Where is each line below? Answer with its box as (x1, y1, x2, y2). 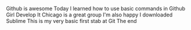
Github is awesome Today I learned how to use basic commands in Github (6, 5, 186, 12)
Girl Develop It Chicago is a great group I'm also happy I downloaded (6, 11, 173, 18)
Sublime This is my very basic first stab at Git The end (6, 18, 137, 24)
